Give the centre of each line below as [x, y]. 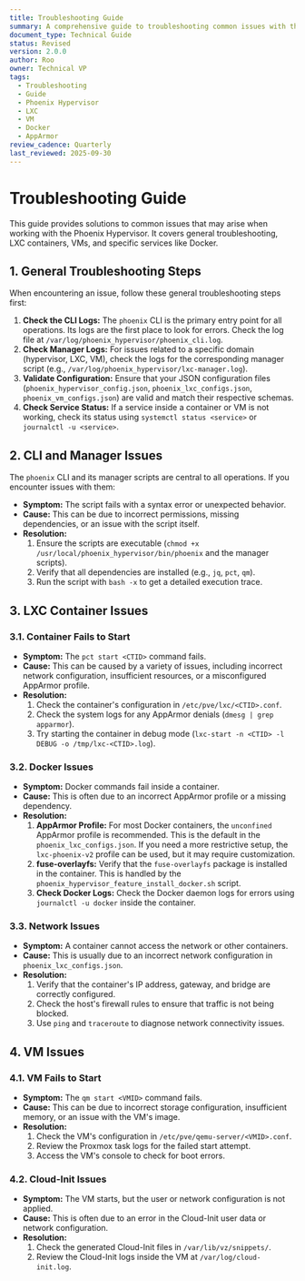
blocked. [53, 1014]
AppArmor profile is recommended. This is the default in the [148, 835]
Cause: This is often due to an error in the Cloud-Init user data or [144, 1218]
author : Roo [32, 60]
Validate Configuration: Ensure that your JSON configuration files [146, 378]
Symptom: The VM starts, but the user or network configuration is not [154, 1199]
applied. [38, 1209]
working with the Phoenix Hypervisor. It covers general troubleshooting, [144, 233]
